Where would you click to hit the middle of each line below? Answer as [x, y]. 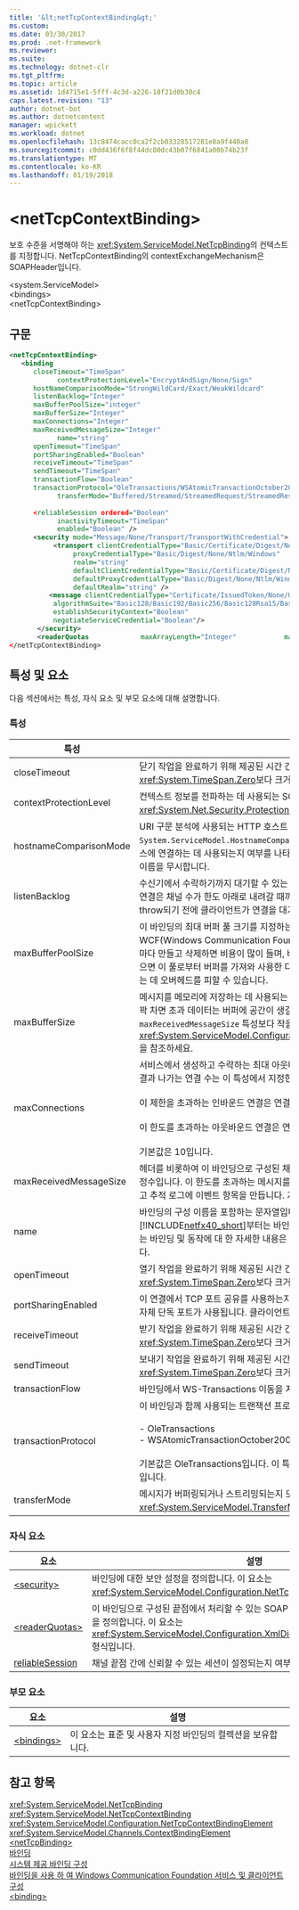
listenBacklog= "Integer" [79, 397]
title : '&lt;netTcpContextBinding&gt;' [83, 17]
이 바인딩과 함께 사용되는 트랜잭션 [206, 1406]
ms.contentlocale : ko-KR [55, 167]
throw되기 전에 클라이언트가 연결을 [208, 910]
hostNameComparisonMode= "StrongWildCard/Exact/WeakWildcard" [149, 389]
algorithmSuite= [83, 604]
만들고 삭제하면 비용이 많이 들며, [221, 953]
